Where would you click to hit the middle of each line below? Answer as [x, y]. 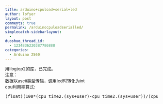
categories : [17, 50]
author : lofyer [20, 14]
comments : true [20, 23]
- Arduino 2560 [25, 54]
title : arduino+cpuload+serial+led [41, 9]
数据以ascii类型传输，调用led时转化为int [45, 81]
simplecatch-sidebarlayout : [33, 32]
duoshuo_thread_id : [25, 41]
